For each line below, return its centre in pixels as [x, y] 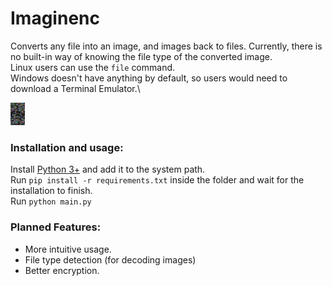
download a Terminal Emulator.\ [75, 88]
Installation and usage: [67, 147]
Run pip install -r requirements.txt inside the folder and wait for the [157, 180]
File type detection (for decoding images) [110, 259]
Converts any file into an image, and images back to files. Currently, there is [166, 46]
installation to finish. [51, 191]
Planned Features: [56, 227]
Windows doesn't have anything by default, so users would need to [149, 78]
